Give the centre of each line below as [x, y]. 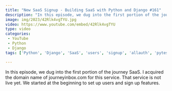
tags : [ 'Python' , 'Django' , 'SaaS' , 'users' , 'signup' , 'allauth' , [79, 53]
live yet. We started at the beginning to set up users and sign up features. [83, 83]
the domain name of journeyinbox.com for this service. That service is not [83, 77]
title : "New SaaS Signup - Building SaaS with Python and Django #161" [83, 10]
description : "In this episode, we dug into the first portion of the [82, 15]
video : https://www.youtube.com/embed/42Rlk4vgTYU [60, 24]
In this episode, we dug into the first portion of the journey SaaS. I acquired [84, 72]
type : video [18, 29]
